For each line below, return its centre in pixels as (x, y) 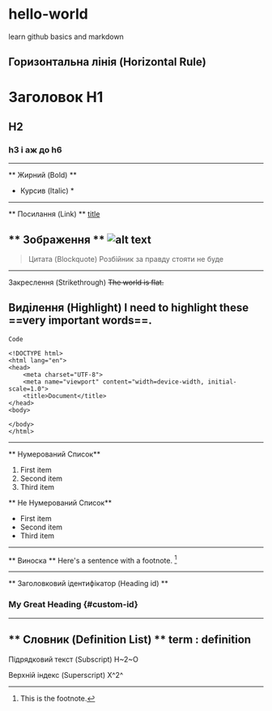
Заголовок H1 (56, 97)
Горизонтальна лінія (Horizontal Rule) (107, 62)
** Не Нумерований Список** (60, 503)
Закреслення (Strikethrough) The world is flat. (86, 283)
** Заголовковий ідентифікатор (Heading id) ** (88, 584)
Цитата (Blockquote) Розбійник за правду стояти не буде (126, 259)
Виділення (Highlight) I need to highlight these (129, 308)
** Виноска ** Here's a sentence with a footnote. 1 (93, 559)
